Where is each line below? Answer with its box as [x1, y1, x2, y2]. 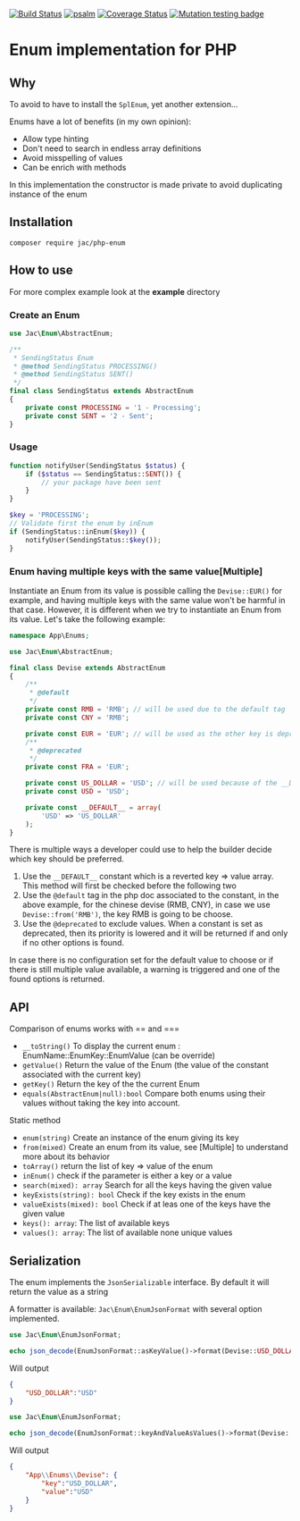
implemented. [9, 1314, 60, 1324]
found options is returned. [9, 974, 105, 985]
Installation [9, 214, 73, 230]
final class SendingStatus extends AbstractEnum [9, 387, 194, 396]
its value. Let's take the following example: [9, 613, 166, 625]
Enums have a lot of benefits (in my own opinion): [9, 116, 192, 127]
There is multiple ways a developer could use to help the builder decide [9, 845, 272, 855]
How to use [9, 263, 73, 278]
